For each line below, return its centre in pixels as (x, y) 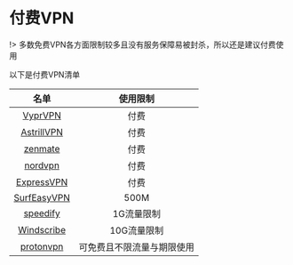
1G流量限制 (137, 213)
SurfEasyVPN (42, 197)
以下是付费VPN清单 (45, 74)
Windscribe (42, 229)
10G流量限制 (137, 230)
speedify (42, 213)
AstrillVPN (42, 132)
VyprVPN (42, 115)
